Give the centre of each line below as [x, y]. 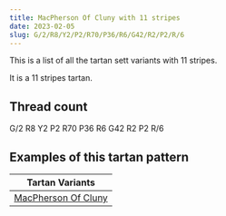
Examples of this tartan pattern [99, 157]
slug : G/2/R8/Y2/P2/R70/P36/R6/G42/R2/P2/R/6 [97, 34]
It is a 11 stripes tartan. [51, 78]
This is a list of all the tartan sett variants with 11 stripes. [113, 61]
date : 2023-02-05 [42, 26]
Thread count [49, 107]
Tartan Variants [61, 182]
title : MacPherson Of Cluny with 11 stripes [95, 18]
